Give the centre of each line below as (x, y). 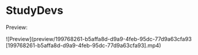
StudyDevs (35, 11)
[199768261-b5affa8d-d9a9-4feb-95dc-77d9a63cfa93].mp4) (84, 45)
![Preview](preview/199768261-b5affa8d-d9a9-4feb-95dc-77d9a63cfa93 (99, 39)
